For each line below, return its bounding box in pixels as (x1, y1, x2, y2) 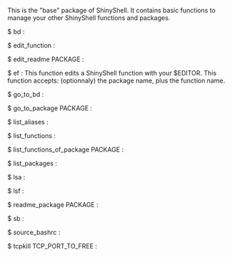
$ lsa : (7, 173, 26, 181)
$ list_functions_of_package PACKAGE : (7, 145, 123, 154)
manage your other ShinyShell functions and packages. (7, 14, 171, 22)
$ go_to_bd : (7, 90, 44, 98)
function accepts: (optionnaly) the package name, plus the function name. (7, 76, 226, 85)
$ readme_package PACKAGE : (7, 201, 99, 209)
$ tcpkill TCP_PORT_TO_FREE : (7, 242, 98, 250)
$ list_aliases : (7, 117, 49, 126)
